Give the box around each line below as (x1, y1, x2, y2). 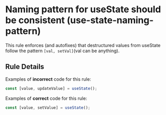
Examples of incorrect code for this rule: (5, 76, 91, 82)
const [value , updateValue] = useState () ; (5, 86, 97, 91)
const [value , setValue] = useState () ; (5, 105, 91, 110)
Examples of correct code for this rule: (5, 95, 87, 101)
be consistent (5, 14, 65, 26)
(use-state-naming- (66, 14, 154, 26)
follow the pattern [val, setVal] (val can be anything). (5, 48, 120, 54)
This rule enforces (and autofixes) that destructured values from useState (5, 42, 161, 48)
